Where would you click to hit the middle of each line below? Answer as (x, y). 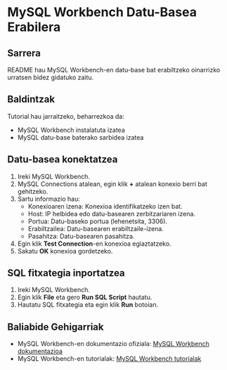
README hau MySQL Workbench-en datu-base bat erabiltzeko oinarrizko (114, 70)
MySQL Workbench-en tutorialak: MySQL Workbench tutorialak (109, 359)
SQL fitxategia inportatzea (66, 273)
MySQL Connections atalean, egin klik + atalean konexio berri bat (112, 184)
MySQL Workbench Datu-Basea (102, 12)
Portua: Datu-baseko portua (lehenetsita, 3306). (97, 221)
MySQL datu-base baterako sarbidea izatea (80, 137)
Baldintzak (31, 99)
